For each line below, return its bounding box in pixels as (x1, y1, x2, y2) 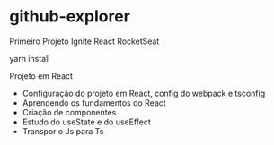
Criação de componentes (22, 107, 117, 117)
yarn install (9, 53, 50, 64)
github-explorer (9, 6, 130, 27)
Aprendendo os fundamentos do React (22, 97, 166, 108)
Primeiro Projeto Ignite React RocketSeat (9, 36, 160, 47)
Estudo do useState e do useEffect (22, 116, 151, 127)
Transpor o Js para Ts (22, 125, 104, 136)
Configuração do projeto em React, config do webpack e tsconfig (22, 88, 266, 98)
